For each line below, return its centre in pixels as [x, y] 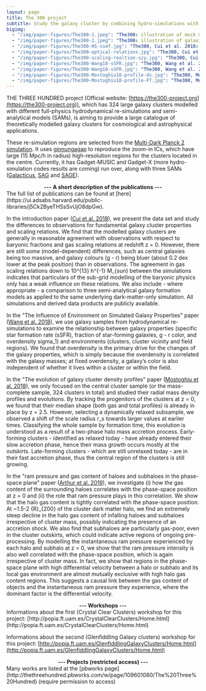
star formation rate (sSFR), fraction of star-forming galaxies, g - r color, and [102, 335]
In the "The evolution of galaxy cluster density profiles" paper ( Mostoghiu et [103, 380]
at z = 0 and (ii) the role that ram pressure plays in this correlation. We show [102, 496]
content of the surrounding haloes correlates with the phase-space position [102, 490]
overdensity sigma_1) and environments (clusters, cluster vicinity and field [100, 342]
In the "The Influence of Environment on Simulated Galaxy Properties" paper [103, 315]
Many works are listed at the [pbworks [55, 669]
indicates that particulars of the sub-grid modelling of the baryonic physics [101, 278]
